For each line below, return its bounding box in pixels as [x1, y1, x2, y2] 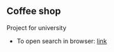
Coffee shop [6, 5, 61, 17]
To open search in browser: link [16, 37, 107, 45]
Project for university [6, 23, 67, 31]
